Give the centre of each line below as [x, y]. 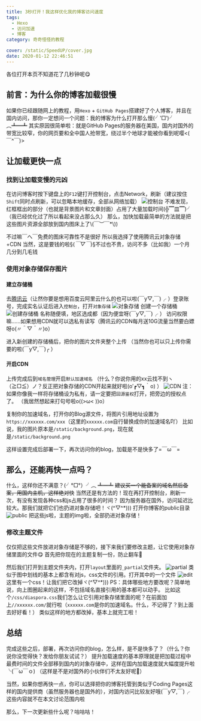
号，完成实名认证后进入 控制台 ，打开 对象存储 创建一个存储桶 [92, 306]
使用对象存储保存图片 [37, 269]
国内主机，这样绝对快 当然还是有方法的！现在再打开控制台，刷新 [101, 493]
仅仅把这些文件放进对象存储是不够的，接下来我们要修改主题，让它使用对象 [98, 547]
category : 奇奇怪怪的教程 [35, 40]
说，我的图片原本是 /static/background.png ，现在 [67, 429]
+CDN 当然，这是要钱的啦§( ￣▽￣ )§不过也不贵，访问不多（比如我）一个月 [98, 245]
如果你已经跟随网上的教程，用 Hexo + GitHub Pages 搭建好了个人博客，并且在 [99, 110]
